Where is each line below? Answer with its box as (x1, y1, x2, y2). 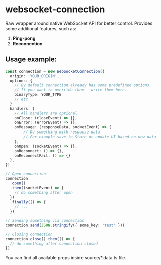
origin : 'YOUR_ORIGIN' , (10, 73, 59, 79)
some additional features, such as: (5, 25, 76, 31)
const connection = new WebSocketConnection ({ (5, 69, 105, 74)
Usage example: (5, 55, 57, 64)
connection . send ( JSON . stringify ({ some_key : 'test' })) (5, 223, 125, 228)
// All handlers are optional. (14, 111, 80, 116)
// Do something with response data (23, 129, 100, 135)
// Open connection (5, 171, 46, 177)
